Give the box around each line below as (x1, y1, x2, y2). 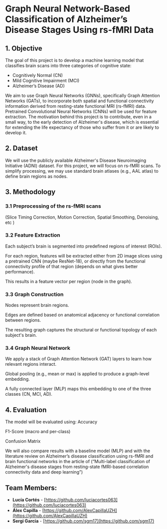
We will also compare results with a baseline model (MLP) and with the (5, 448, 151, 454)
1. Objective (5, 44, 42, 52)
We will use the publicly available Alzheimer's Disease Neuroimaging (5, 157, 147, 163)
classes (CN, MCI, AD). (5, 391, 52, 397)
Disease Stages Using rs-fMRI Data (5, 24, 154, 35)
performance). (5, 268, 35, 274)
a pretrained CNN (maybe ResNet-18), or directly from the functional (5, 258, 146, 264)
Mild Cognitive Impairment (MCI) (12, 78, 80, 83)
